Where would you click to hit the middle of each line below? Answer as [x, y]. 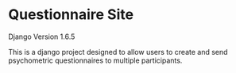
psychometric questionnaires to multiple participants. [95, 60]
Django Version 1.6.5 [42, 36]
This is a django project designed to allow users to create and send [118, 52]
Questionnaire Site [71, 15]
